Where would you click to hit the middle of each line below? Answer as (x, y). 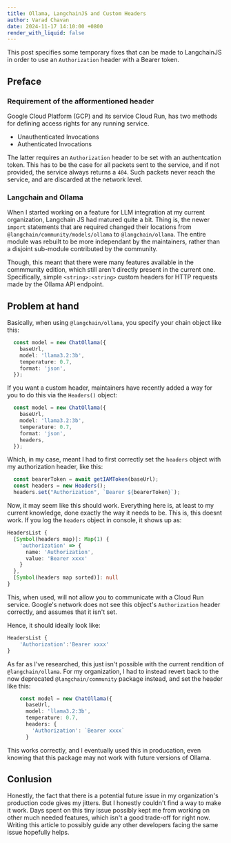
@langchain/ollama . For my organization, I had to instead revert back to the (113, 671)
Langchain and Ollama (46, 197)
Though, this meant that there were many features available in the (101, 262)
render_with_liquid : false (46, 33)
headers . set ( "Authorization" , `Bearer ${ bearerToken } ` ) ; (97, 493)
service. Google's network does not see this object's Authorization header (114, 604)
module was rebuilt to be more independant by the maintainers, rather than (114, 241)
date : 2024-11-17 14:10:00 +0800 (55, 26)
